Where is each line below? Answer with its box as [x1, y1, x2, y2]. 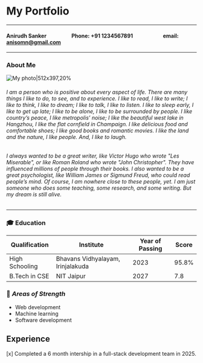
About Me [6, 61, 36, 69]
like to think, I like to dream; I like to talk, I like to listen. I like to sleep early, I [6, 101, 194, 109]
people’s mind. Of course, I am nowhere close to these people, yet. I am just [6, 178, 196, 185]
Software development [14, 316, 72, 324]
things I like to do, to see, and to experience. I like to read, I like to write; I [6, 95, 188, 102]
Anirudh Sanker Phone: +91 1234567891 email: [6, 32, 179, 39]
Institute [79, 240, 104, 249]
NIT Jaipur [56, 272, 86, 280]
